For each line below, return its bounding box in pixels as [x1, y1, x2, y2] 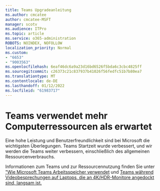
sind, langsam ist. [5, 180, 42, 186]
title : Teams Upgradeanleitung [5, 7, 72, 13]
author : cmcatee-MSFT [5, 17, 51, 22]
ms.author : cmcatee [5, 12, 47, 17]
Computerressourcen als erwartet [5, 121, 152, 132]
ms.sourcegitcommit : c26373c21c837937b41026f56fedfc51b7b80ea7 [5, 69, 142, 74]
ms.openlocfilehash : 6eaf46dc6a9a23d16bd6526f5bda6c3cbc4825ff [5, 64, 142, 69]
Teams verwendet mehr [5, 110, 108, 121]
